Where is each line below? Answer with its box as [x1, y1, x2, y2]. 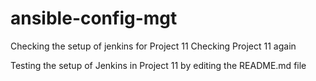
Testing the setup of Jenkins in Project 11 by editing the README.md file [10, 59, 307, 71]
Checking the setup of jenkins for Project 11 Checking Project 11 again [10, 40, 297, 52]
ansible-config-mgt [10, 7, 178, 30]
